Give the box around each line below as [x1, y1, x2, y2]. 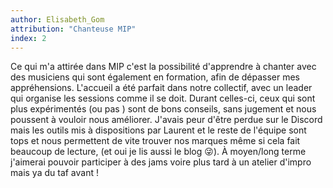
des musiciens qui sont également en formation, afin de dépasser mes [10, 71, 301, 83]
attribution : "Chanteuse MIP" [10, 24, 137, 34]
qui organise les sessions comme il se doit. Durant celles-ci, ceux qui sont [10, 92, 316, 105]
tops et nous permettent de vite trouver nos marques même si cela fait [10, 135, 301, 147]
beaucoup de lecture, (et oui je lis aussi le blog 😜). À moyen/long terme [10, 146, 307, 158]
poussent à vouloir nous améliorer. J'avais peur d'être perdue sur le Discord [10, 114, 323, 126]
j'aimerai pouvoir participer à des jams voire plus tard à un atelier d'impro [10, 156, 312, 168]
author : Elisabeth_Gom [10, 14, 105, 25]
